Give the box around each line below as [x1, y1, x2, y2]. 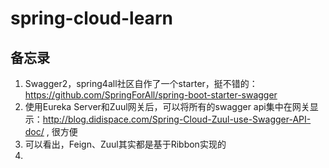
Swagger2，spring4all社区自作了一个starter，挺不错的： [24, 78, 258, 89]
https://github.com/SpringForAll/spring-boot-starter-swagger [24, 89, 278, 101]
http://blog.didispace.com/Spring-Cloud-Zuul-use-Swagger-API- [42, 113, 312, 125]
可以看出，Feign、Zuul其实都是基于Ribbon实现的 [24, 138, 227, 150]
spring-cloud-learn [10, 7, 173, 30]
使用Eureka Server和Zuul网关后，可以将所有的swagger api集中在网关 [24, 101, 310, 112]
